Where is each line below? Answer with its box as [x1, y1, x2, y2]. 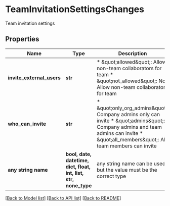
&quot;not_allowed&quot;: [97, 77, 158, 84]
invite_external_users [8, 74, 61, 81]
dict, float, [65, 163, 91, 170]
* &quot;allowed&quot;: [97, 58, 152, 65]
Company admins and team [97, 123, 162, 130]
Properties [5, 35, 39, 43]
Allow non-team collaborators [97, 83, 168, 90]
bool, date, [65, 150, 92, 158]
